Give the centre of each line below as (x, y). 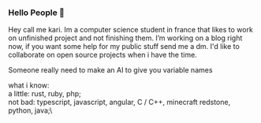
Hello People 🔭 (37, 13)
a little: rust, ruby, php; (45, 94)
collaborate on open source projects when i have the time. (103, 55)
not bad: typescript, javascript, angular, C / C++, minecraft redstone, (119, 102)
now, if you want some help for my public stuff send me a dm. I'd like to (124, 47)
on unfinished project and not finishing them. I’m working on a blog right (125, 38)
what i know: (29, 85)
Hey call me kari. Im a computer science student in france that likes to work (131, 30)
